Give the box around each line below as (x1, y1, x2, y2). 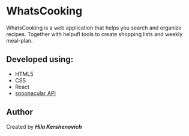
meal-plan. (6, 37, 33, 44)
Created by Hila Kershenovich (6, 123, 82, 130)
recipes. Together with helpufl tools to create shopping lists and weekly (6, 30, 183, 37)
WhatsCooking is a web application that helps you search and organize (6, 24, 182, 31)
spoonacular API (14, 89, 56, 97)
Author (6, 107, 33, 117)
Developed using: (6, 54, 74, 64)
